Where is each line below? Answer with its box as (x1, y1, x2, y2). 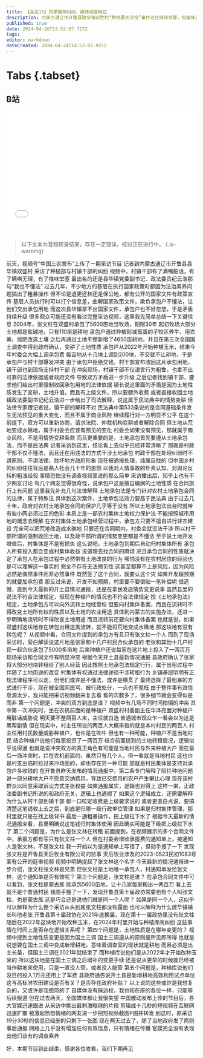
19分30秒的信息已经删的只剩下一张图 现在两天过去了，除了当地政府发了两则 (6, 1017, 195, 1024)
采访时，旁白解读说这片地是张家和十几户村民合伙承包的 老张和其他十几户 (6, 638, 188, 646)
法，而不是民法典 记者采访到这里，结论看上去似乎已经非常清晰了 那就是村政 (6, 441, 195, 449)
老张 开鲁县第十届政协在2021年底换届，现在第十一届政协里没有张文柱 (22, 911, 195, 918)
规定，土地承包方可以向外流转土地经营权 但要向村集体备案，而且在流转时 (6, 601, 188, 608)
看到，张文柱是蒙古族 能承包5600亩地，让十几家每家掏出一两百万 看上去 (11, 881, 192, 888)
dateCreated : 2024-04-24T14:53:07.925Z (6, 43, 107, 49)
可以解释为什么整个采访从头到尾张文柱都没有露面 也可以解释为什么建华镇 (6, 904, 188, 911)
